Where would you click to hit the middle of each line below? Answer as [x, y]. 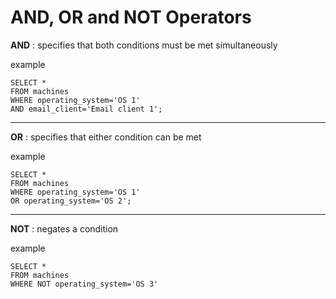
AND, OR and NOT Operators [131, 17]
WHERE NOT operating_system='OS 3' [84, 284]
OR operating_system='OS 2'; [71, 201]
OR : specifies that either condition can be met [106, 137]
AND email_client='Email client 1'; [86, 109]
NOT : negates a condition [64, 228]
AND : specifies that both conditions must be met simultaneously [144, 45]
